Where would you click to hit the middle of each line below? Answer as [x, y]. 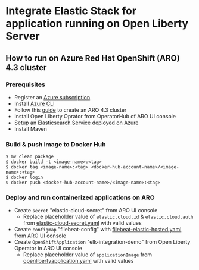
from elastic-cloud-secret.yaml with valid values [82, 223]
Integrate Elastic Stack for [71, 11]
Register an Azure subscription [52, 97]
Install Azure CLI [34, 103]
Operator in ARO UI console [48, 249]
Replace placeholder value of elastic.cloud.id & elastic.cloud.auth [108, 217]
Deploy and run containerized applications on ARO [80, 197]
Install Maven [30, 128]
